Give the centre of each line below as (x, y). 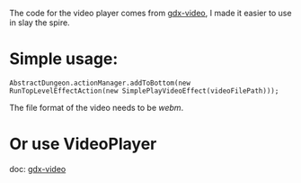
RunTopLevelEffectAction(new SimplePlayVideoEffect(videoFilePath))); (144, 91)
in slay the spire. (40, 23)
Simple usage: (64, 59)
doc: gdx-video (38, 169)
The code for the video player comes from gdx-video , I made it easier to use (150, 13)
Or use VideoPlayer (83, 144)
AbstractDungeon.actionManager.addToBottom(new (100, 83)
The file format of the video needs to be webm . (97, 107)
